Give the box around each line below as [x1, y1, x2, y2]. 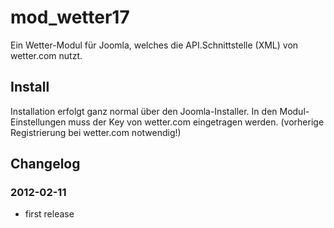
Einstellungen [10, 116, 67, 128]
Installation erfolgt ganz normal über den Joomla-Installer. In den [10, 105, 278, 117]
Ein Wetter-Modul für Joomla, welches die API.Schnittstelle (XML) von [10, 39, 299, 51]
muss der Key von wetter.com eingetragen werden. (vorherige [68, 116, 325, 128]
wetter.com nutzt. [10, 49, 83, 61]
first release [24, 208, 75, 220]
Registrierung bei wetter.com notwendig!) [10, 126, 182, 138]
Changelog [10, 156, 81, 173]
